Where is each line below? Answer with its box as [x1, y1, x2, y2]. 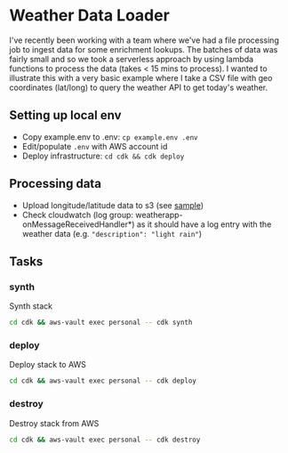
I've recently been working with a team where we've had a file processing [9, 35, 280, 45]
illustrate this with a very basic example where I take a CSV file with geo [9, 72, 273, 83]
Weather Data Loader [9, 5, 171, 26]
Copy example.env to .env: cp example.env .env [21, 131, 198, 142]
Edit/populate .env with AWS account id [21, 141, 168, 151]
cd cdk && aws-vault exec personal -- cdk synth [9, 318, 193, 328]
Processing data [9, 176, 102, 191]
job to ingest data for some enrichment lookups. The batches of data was [9, 44, 278, 54]
